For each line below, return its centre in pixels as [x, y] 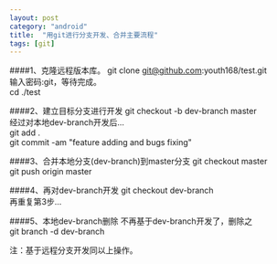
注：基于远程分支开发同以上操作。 [74, 250]
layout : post [34, 18]
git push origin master [51, 172]
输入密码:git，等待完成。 [56, 82]
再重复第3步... [36, 202]
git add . [25, 132]
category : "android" [49, 26]
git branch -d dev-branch [57, 232]
